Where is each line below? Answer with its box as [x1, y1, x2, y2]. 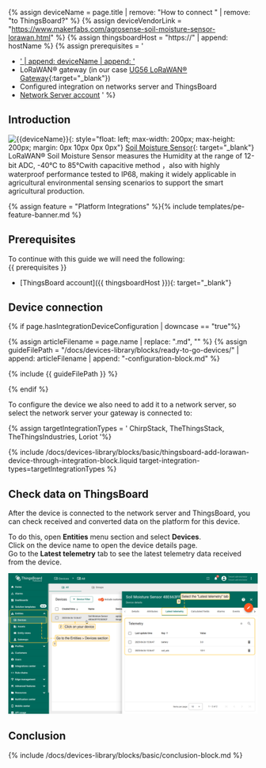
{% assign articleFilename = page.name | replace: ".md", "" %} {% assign [8, 337, 248, 346]
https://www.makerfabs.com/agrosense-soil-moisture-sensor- [11, 25, 216, 33]
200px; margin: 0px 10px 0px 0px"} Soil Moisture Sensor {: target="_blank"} [8, 143, 255, 152]
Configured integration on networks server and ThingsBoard [19, 82, 218, 91]
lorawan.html [8, 32, 51, 42]
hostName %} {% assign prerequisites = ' [8, 41, 144, 51]
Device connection [8, 301, 103, 315]
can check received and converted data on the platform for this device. [8, 517, 240, 526]
